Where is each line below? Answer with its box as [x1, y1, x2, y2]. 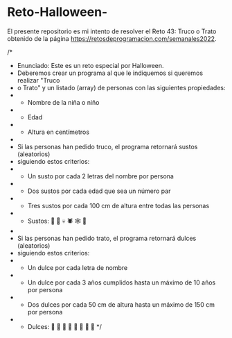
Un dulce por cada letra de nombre [27, 263, 128, 271]
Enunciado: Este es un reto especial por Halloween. [17, 61, 164, 69]
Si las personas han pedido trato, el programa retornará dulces [17, 234, 197, 242]
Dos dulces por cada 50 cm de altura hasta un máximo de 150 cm [27, 300, 215, 309]
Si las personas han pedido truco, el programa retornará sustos [17, 142, 198, 151]
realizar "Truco [17, 76, 60, 84]
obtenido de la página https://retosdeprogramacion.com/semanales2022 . [7, 34, 217, 42]
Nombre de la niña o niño [27, 98, 100, 106]
